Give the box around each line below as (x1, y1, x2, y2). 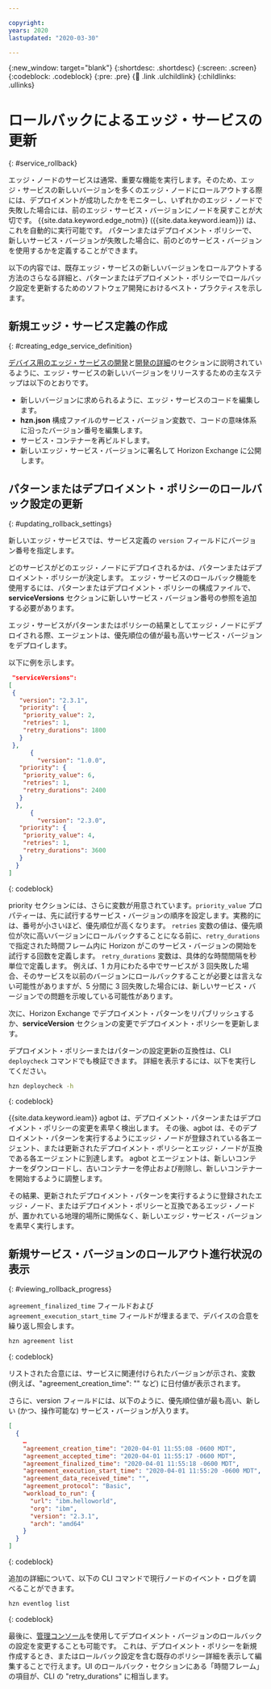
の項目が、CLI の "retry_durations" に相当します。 (8, 1671, 173, 1681)
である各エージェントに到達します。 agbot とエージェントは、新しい (8, 1153, 236, 1163)
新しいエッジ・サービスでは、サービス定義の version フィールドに (8, 535, 228, 545)
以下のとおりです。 (29, 378, 93, 388)
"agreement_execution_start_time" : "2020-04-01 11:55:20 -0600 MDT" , (23, 1467, 262, 1475)
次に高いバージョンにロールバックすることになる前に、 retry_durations (22, 931, 261, 940)
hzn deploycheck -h (8, 1082, 74, 1090)
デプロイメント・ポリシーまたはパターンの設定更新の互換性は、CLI (8, 1045, 231, 1055)
